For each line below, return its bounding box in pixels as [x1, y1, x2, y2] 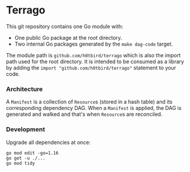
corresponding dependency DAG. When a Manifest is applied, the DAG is [6, 105, 182, 112]
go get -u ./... [6, 155, 46, 161]
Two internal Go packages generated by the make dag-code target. [14, 40, 174, 47]
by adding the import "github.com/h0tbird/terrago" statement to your [6, 64, 177, 71]
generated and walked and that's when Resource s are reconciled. [6, 111, 163, 118]
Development [6, 125, 46, 133]
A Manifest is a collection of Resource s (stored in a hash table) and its [6, 98, 172, 105]
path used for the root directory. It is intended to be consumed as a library [6, 58, 184, 65]
